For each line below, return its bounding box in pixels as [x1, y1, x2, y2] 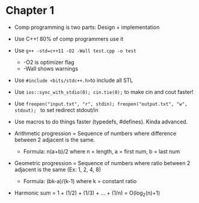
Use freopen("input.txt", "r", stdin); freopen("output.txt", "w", [14, 100, 188, 107]
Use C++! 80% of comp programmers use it [14, 35, 124, 42]
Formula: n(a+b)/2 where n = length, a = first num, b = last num [23, 148, 180, 155]
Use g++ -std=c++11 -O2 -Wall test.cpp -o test [14, 46, 136, 54]
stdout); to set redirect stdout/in [14, 106, 99, 113]
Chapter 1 [5, 4, 55, 17]
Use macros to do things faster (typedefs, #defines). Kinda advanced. [14, 118, 188, 125]
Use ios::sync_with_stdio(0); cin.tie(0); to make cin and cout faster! [14, 88, 194, 95]
